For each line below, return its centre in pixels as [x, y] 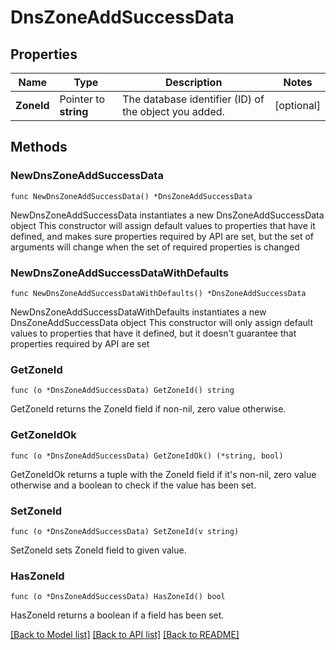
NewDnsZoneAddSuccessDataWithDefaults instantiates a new [138, 312]
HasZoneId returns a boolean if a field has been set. [117, 615]
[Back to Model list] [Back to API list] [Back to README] [125, 635]
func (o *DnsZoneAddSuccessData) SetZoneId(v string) [125, 531]
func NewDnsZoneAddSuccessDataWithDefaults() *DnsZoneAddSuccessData [158, 293]
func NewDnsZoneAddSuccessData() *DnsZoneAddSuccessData [131, 196]
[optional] [297, 105]
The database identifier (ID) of [193, 99]
